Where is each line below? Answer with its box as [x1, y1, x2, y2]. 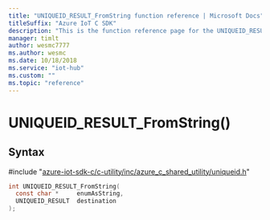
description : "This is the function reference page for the [8, 26, 215, 35]
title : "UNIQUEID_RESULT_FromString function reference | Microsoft [8, 11, 243, 20]
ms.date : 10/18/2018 [8, 57, 78, 65]
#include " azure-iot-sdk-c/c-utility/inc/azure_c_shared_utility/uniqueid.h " [8, 166, 251, 177]
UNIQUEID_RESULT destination [15, 198, 117, 206]
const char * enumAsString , [15, 189, 125, 198]
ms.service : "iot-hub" [8, 64, 84, 72]
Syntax [8, 145, 45, 159]
